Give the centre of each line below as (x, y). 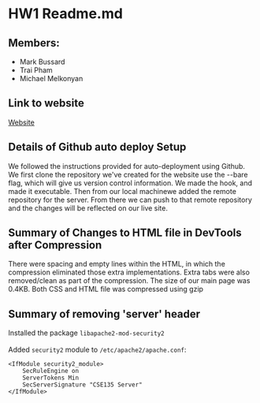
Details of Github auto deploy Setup (97, 147)
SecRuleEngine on (51, 371)
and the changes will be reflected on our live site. (88, 208)
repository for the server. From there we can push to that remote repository (130, 200)
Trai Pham (36, 70)
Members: (34, 43)
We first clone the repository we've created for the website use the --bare (128, 174)
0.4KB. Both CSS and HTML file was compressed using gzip (106, 289)
